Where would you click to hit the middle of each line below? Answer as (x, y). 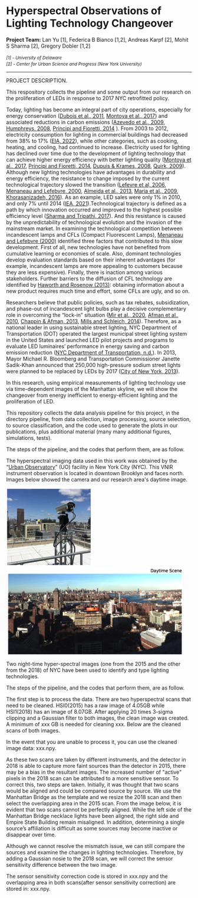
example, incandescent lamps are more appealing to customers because (94, 266)
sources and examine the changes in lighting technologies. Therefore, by (95, 852)
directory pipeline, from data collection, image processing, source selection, (99, 419)
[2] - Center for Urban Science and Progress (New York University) (74, 64)
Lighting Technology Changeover (90, 23)
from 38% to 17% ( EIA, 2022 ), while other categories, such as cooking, (92, 141)
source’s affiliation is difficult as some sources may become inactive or (92, 828)
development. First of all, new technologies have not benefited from (88, 247)
